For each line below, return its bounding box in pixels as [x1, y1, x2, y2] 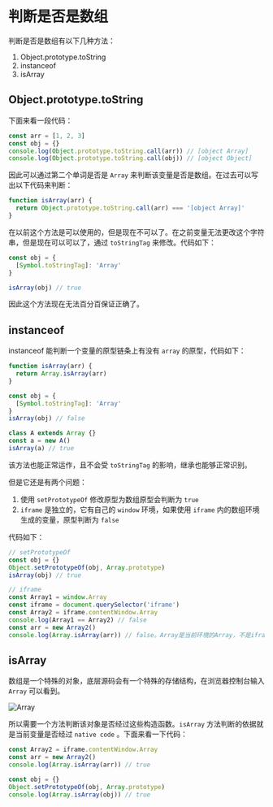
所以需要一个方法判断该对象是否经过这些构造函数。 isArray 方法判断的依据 [8, 719, 258, 729]
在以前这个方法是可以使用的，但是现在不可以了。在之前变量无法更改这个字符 [8, 227, 265, 236]
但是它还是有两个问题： [8, 477, 87, 487]
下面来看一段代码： [8, 115, 73, 125]
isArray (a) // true [8, 445, 75, 453]
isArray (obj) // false [8, 414, 85, 423]
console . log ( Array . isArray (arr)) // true [8, 761, 151, 769]
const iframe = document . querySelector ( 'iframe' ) [8, 601, 180, 610]
